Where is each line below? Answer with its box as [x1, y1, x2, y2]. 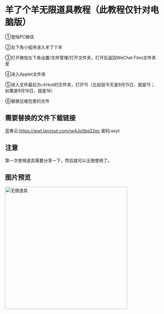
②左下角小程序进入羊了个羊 [5, 44, 62, 50]
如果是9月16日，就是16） [5, 88, 55, 94]
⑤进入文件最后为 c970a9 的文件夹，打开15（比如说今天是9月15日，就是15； [5, 81, 155, 87]
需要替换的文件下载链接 [5, 114, 76, 122]
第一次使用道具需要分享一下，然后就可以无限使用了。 [5, 157, 112, 163]
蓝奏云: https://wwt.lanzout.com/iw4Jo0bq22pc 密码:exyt [5, 128, 120, 134]
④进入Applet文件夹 [5, 71, 46, 77]
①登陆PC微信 [5, 34, 34, 40]
